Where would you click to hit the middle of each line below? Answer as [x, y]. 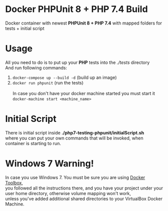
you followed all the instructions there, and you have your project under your [84, 188]
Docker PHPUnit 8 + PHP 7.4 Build [76, 9]
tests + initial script [25, 28]
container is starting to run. [33, 143]
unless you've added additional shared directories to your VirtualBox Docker [84, 198]
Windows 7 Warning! [50, 163]
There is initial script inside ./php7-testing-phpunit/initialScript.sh [75, 132]
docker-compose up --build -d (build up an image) [64, 77]
